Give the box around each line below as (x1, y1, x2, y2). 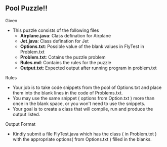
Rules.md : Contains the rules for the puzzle (20, 59, 111, 65)
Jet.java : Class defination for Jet (20, 38, 89, 44)
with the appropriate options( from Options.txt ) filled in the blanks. (12, 136, 152, 142)
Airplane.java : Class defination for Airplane (20, 32, 111, 38)
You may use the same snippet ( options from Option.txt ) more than (12, 95, 155, 101)
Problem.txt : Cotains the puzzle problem (20, 54, 106, 60)
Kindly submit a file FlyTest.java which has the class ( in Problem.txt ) (12, 131, 157, 137)
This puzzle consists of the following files (12, 27, 99, 33)
